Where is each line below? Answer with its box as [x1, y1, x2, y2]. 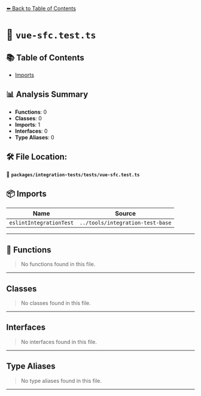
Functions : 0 [14, 108, 47, 115]
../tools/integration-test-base [79, 220, 172, 226]
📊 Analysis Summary [6, 89, 89, 100]
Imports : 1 [14, 121, 41, 128]
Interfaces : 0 [14, 127, 48, 135]
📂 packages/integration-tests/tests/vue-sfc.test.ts [6, 170, 140, 178]
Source [114, 209, 136, 218]
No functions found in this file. [20, 261, 96, 268]
